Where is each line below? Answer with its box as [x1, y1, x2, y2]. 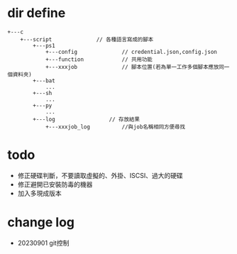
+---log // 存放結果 [33, 116, 140, 123]
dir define [7, 5, 66, 21]
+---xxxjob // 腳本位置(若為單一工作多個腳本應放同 [45, 63, 225, 70]
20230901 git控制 [17, 238, 70, 247]
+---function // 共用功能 [45, 55, 153, 63]
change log [7, 214, 75, 231]
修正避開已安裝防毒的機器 [17, 180, 93, 189]
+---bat [33, 77, 55, 84]
